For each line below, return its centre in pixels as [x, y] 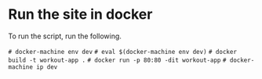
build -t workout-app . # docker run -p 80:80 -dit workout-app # [117, 60]
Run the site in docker [80, 14]
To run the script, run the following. [65, 36]
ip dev [47, 67]
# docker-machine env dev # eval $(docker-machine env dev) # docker [123, 52]
